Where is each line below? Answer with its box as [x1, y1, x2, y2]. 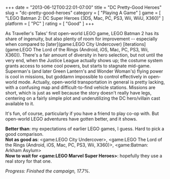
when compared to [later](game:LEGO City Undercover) [5, 41, 122, 47]
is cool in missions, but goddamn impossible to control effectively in [5, 74, 147, 79]
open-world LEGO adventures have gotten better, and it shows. [5, 116, 138, 122]
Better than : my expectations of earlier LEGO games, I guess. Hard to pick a [5, 126, 164, 132]
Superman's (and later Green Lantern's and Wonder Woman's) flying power [5, 68, 163, 74]
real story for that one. [5, 158, 52, 164]
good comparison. [5, 131, 44, 137]
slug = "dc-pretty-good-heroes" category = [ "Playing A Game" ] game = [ [5, 10, 161, 16]
